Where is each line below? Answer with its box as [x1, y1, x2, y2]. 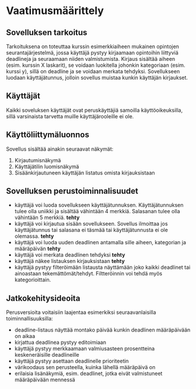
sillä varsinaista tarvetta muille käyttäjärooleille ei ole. [6, 112, 134, 120]
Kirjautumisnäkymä [14, 156, 61, 163]
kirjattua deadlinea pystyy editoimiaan [14, 339, 106, 346]
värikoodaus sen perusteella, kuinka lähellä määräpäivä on [14, 364, 156, 371]
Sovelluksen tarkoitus [6, 28, 88, 37]
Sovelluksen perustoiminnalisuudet [6, 186, 139, 196]
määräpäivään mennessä [14, 376, 75, 383]
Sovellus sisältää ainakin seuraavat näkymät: [6, 145, 114, 152]
